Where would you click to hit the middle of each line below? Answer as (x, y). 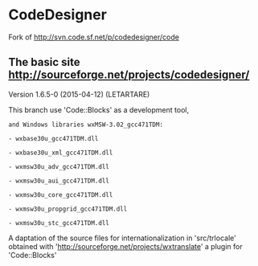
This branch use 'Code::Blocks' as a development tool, (99, 109)
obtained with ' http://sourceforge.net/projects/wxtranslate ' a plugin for (125, 246)
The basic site (44, 62)
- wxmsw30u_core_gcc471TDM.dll (61, 194)
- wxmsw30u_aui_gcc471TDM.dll (59, 181)
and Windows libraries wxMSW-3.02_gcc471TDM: (86, 125)
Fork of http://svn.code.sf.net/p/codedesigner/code (94, 37)
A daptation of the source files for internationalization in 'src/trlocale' (123, 238)
